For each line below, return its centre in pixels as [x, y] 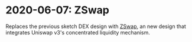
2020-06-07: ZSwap [58, 10]
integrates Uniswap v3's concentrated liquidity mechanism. [78, 32]
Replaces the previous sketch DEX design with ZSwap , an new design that [96, 26]
